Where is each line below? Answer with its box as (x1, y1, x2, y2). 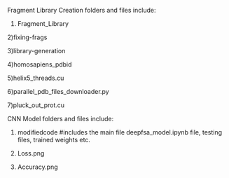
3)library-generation (7, 47, 66, 55)
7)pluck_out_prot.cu (7, 101, 65, 109)
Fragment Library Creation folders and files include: (7, 6, 156, 14)
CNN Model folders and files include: (7, 115, 114, 123)
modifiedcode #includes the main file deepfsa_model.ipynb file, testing (17, 128, 223, 136)
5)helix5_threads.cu (7, 74, 64, 82)
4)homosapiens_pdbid (7, 60, 72, 69)
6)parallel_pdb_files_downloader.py (7, 88, 110, 95)
